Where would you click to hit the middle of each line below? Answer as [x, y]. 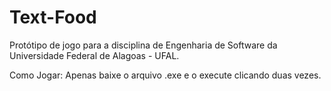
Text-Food [53, 17]
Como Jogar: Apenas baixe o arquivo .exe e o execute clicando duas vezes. [165, 75]
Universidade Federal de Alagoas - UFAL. [94, 55]
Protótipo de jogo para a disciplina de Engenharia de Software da [143, 45]
